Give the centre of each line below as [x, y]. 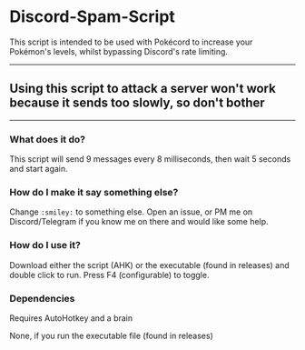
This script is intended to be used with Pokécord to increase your [131, 42]
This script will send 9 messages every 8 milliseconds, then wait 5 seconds [150, 159]
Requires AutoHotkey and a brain [71, 318]
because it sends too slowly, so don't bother [137, 103]
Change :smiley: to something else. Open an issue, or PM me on [131, 212]
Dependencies [42, 298]
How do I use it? [45, 245]
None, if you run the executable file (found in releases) [111, 335]
